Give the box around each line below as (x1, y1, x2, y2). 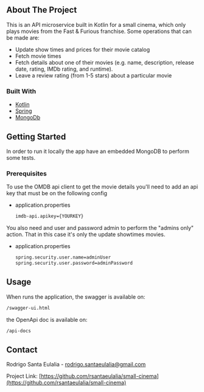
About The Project (6, 5, 77, 15)
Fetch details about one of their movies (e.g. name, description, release (15, 59, 194, 66)
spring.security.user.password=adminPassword (15, 260, 133, 266)
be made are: (6, 34, 40, 41)
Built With (6, 87, 37, 95)
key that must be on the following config (6, 190, 108, 197)
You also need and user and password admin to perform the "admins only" (6, 224, 194, 232)
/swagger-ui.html (6, 305, 51, 311)
